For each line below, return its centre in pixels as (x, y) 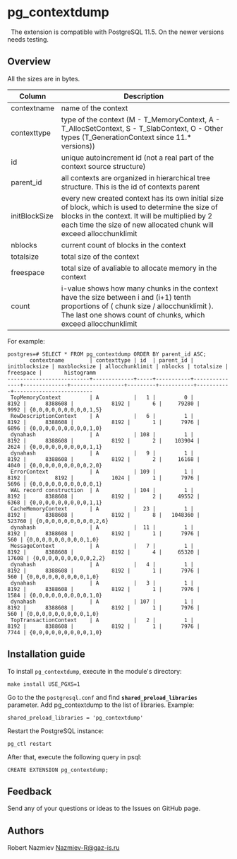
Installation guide (47, 654)
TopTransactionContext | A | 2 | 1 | (102, 620)
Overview (29, 62)
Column (32, 96)
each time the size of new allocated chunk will (137, 225)
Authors (26, 830)
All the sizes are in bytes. (44, 78)
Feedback (30, 791)
